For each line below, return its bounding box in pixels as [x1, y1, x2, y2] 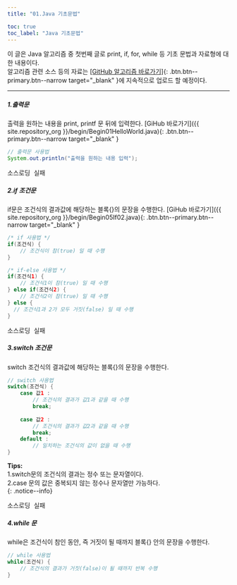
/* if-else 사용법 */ [7, 266, 67, 273]
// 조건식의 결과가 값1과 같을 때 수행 [32, 396, 129, 404]
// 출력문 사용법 [7, 149, 49, 156]
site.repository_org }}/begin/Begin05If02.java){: [7, 213, 145, 222]
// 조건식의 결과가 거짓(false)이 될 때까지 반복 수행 [20, 565, 158, 572]
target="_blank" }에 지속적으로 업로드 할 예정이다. [68, 76, 207, 85]
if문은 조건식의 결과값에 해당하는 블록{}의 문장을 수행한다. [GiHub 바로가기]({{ [7, 205, 222, 214]
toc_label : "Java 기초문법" [7, 30, 84, 37]
